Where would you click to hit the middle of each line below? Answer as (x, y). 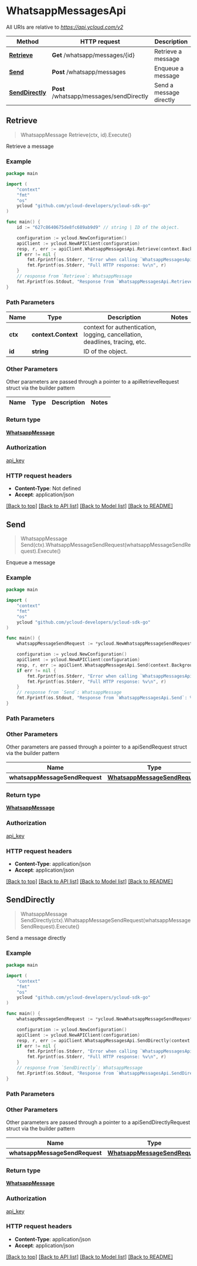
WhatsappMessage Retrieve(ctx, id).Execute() (76, 135)
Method (28, 41)
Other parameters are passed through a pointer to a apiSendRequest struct (97, 747)
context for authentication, (120, 327)
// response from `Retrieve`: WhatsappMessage (74, 276)
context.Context (55, 334)
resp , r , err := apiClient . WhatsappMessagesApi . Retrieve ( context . (99, 249)
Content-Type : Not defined (47, 489)
